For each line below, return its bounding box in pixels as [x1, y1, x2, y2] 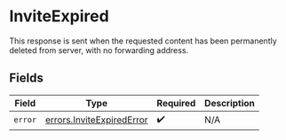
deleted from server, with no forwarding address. [9, 44, 189, 55]
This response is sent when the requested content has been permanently [9, 35, 277, 46]
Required [156, 97, 196, 109]
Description [203, 97, 256, 109]
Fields [9, 71, 44, 86]
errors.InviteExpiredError [44, 113, 148, 126]
